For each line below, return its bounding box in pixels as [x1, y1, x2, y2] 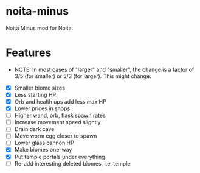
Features [5, 46, 52, 60]
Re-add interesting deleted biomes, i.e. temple [14, 160, 131, 167]
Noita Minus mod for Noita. [5, 24, 74, 32]
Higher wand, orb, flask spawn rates [14, 111, 106, 119]
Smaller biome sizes [14, 84, 65, 91]
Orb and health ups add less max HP [14, 98, 107, 105]
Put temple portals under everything [14, 153, 105, 160]
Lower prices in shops [14, 105, 71, 112]
